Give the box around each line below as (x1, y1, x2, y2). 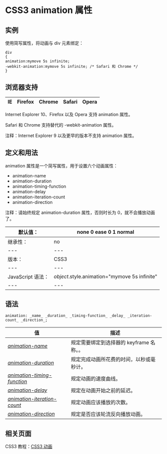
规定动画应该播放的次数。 (71, 399, 131, 406)
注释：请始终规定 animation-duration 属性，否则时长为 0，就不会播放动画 (5, 209, 155, 215)
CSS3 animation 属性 (5, 4, 93, 16)
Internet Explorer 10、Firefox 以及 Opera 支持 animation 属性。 (5, 111, 133, 117)
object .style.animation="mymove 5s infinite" (54, 273, 158, 280)
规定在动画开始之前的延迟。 (71, 387, 136, 394)
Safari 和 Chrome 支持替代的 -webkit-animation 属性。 (5, 122, 116, 128)
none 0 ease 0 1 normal (77, 228, 134, 235)
